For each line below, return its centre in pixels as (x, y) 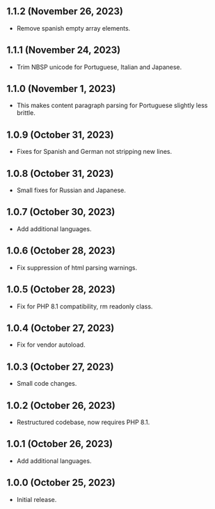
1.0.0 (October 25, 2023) (61, 483)
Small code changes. (47, 384)
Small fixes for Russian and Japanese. (71, 190)
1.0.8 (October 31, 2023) (60, 173)
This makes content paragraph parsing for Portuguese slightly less (112, 105)
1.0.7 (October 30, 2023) (61, 212)
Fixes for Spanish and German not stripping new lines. (94, 152)
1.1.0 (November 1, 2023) (61, 89)
